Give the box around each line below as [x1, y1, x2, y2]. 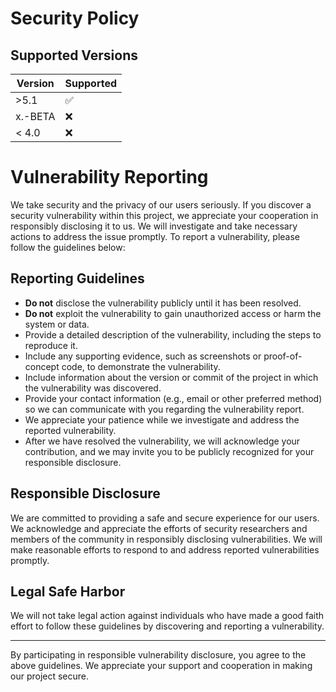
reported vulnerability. [24, 424, 117, 436]
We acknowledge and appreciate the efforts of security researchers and [10, 522, 308, 534]
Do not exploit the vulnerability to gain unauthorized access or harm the [24, 307, 322, 319]
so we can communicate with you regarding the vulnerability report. [24, 403, 305, 415]
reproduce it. [24, 339, 78, 351]
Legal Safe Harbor [10, 583, 126, 600]
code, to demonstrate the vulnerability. [61, 360, 221, 372]
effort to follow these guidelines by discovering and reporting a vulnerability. [10, 620, 325, 632]
